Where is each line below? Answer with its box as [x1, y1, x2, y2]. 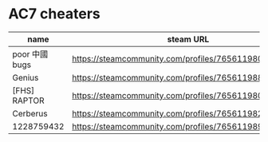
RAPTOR [12, 95, 45, 106]
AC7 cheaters [8, 5, 101, 23]
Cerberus [12, 108, 48, 119]
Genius [12, 72, 39, 83]
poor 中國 [12, 49, 49, 60]
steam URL [167, 34, 210, 45]
